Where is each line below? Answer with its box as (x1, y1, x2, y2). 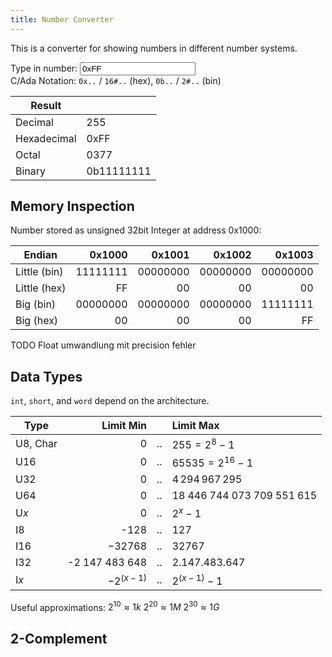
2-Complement (10, 630, 108, 647)
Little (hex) (15, 281, 67, 295)
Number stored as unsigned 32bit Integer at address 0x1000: (10, 224, 262, 236)
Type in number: (10, 62, 78, 74)
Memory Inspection (10, 198, 135, 215)
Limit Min (101, 419, 148, 433)
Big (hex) (15, 314, 59, 328)
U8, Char (15, 436, 58, 450)
